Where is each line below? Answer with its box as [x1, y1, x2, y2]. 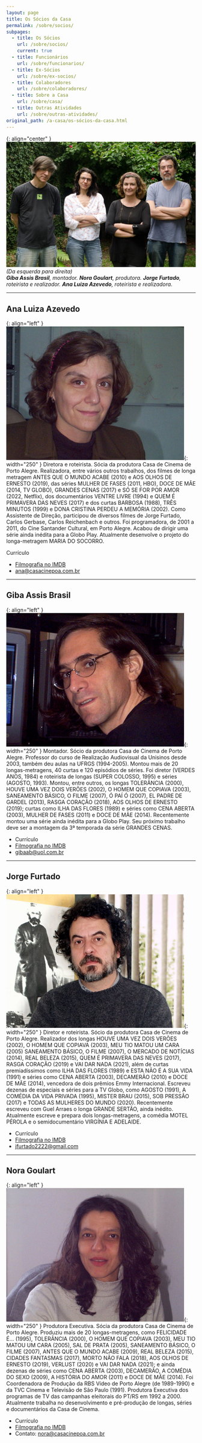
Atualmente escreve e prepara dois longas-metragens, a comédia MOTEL [6, 1111, 188, 1119]
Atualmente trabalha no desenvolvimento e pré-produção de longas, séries [6, 1399, 192, 1406]
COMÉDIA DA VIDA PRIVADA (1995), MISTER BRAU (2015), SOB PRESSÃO [6, 1092, 189, 1099]
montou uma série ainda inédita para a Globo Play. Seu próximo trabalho [6, 817, 185, 824]
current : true [17, 48, 52, 54]
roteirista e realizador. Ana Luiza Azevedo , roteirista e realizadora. [6, 280, 173, 288]
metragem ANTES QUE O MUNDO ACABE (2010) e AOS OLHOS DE [6, 474, 173, 481]
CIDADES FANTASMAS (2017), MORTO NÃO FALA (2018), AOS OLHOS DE [6, 1355, 189, 1362]
